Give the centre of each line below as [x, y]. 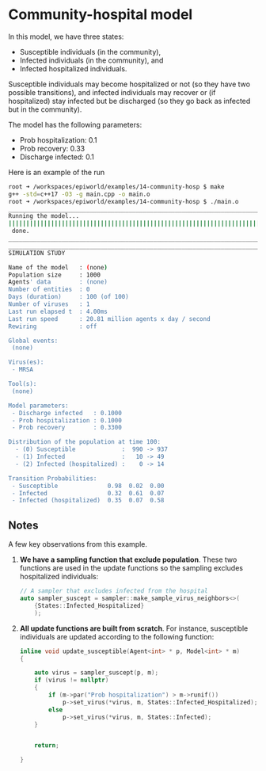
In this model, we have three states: [66, 36]
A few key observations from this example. [78, 544]
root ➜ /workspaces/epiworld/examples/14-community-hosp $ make [116, 187]
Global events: [33, 341]
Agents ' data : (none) [58, 282]
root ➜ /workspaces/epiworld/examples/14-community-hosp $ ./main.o [123, 201]
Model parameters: [38, 406]
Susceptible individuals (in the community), [90, 52]
